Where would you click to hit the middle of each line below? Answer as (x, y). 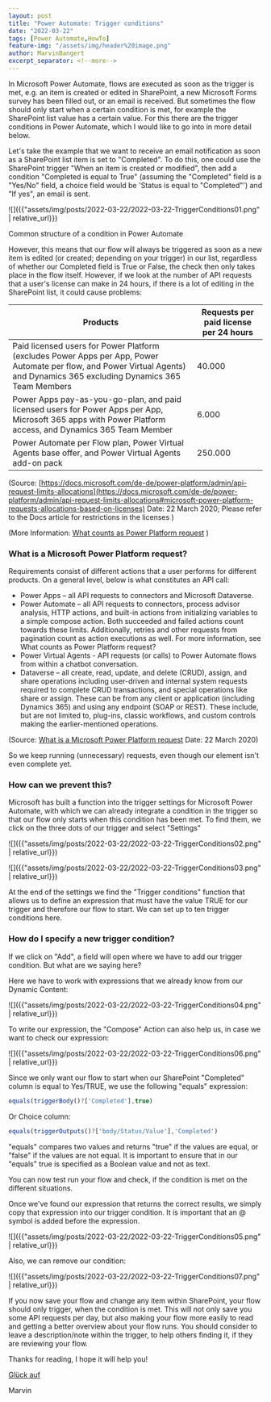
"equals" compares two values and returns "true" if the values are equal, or (133, 1146)
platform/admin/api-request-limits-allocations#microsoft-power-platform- (131, 500)
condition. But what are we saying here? (75, 965)
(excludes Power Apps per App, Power (85, 356)
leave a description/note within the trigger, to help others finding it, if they (131, 1335)
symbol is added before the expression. (74, 1220)
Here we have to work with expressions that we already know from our (126, 981)
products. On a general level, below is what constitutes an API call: (119, 580)
